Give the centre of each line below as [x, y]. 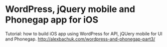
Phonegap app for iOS [52, 20]
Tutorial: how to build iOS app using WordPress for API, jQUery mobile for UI [84, 33]
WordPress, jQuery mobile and [70, 9]
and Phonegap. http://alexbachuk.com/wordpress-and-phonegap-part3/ [80, 39]
